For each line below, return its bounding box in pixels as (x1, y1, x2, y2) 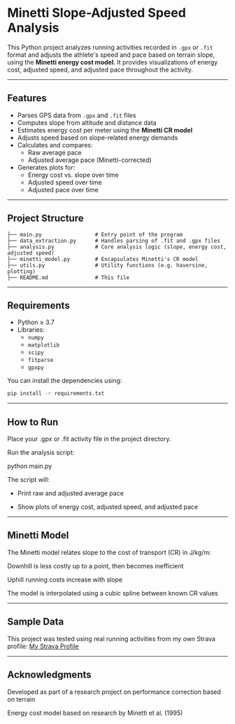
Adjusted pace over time (27, 185, 99, 194)
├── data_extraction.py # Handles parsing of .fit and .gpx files (7, 237, 220, 244)
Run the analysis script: (7, 448, 75, 457)
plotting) (7, 268, 36, 275)
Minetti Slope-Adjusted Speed (7, 5, 187, 21)
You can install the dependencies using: (7, 377, 122, 385)
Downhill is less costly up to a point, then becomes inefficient (7, 561, 184, 570)
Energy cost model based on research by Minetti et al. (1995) (7, 709, 183, 717)
